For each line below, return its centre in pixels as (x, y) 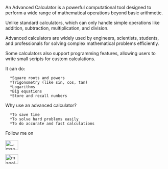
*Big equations (26, 91)
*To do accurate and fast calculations (52, 124)
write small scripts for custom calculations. (50, 59)
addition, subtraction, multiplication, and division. (57, 28)
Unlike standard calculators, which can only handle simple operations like (82, 23)
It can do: (15, 69)
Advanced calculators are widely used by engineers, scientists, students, (82, 38)
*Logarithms (23, 87)
